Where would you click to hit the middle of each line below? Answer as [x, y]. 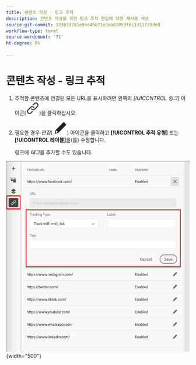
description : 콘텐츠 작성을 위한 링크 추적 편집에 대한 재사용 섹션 [78, 18]
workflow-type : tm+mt [32, 31]
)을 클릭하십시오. [58, 113]
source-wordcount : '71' [35, 37]
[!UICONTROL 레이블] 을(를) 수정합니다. [60, 140]
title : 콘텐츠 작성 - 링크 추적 [40, 12]
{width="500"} [24, 356]
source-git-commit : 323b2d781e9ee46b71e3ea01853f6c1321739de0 [83, 25]
